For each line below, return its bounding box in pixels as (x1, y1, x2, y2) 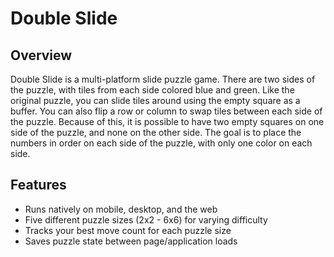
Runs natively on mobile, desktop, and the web (24, 203, 218, 215)
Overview (10, 47, 73, 64)
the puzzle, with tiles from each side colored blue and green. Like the (10, 84, 295, 96)
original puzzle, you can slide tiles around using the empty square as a (10, 95, 301, 106)
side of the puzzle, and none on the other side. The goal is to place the (10, 127, 302, 138)
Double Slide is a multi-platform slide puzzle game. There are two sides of (10, 73, 316, 85)
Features (10, 177, 67, 194)
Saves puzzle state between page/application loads (24, 235, 238, 247)
